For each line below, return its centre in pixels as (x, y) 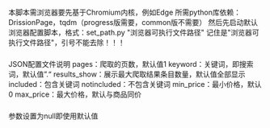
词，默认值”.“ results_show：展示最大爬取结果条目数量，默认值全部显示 (127, 74)
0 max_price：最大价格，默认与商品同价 (75, 94)
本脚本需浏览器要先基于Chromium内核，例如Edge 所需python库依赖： (124, 12)
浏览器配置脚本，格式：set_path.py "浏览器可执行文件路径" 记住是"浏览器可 (134, 32)
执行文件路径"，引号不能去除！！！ (67, 42)
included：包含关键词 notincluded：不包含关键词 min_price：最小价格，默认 (135, 84)
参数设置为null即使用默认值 (53, 116)
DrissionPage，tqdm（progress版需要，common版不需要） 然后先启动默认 (133, 22)
